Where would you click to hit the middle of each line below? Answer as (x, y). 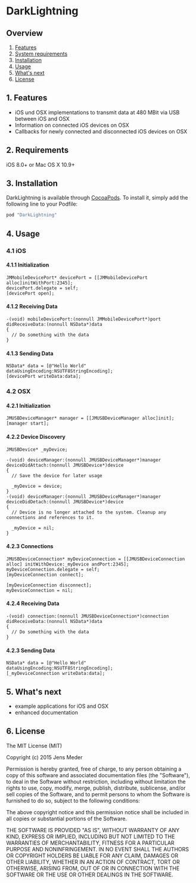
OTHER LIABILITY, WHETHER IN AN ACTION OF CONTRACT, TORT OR (93, 861)
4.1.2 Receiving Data (32, 307)
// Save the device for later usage (57, 476)
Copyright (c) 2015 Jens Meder (44, 757)
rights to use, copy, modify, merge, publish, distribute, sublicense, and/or (96, 788)
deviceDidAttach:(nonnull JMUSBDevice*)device (65, 465)
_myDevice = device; (37, 486)
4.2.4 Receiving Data (33, 604)
